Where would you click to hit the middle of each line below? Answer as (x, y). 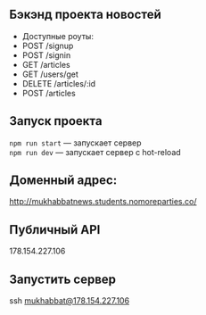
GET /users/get (50, 74)
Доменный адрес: (63, 181)
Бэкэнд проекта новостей (86, 15)
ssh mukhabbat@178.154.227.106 (70, 301)
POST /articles (49, 93)
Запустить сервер (63, 279)
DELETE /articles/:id (59, 83)
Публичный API (55, 230)
